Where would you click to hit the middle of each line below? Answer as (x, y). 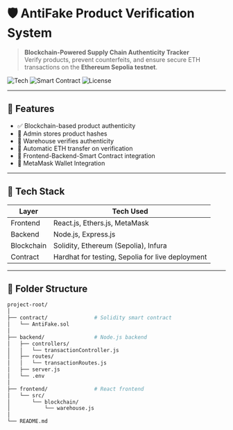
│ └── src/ (26, 395)
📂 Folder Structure (48, 288)
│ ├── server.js (34, 369)
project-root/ (28, 305)
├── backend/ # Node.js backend (77, 337)
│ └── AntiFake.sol (38, 324)
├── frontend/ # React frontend (76, 389)
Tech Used (130, 211)
